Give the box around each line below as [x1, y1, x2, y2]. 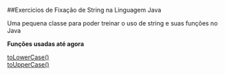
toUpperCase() [7, 61, 50, 68]
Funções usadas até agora [7, 40, 85, 47]
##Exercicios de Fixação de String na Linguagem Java [7, 6, 162, 14]
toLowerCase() [7, 53, 50, 61]
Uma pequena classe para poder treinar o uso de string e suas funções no [7, 19, 218, 27]
